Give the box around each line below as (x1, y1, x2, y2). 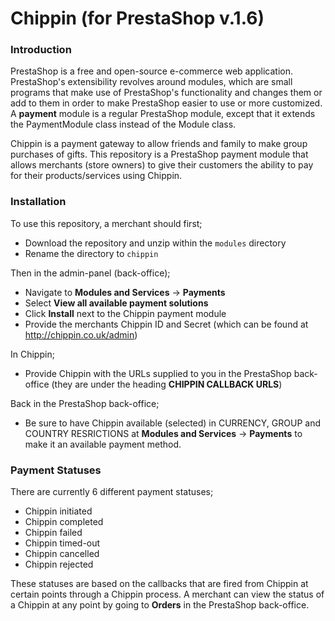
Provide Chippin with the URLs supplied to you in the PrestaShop (24, 367, 292, 379)
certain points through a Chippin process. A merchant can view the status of (10, 588, 325, 601)
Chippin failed (24, 527, 83, 539)
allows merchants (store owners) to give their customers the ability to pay (10, 159, 314, 171)
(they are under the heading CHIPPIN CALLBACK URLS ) (51, 378, 283, 390)
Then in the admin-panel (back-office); (10, 267, 171, 279)
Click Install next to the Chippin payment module (24, 307, 227, 319)
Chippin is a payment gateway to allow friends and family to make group (10, 138, 308, 150)
